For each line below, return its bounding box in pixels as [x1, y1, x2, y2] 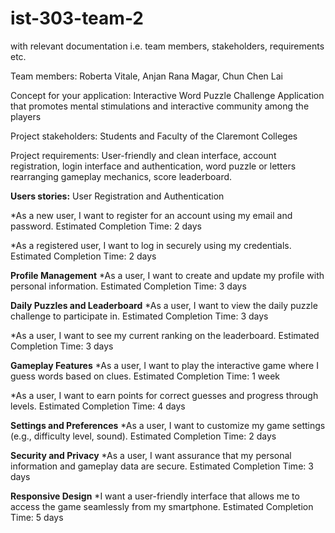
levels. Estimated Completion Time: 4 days [10, 400, 186, 412]
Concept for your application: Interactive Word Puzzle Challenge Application [10, 89, 325, 101]
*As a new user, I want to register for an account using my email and [10, 209, 293, 221]
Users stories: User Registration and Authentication [10, 190, 225, 202]
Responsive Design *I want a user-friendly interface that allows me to [10, 490, 300, 502]
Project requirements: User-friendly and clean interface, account [10, 149, 277, 161]
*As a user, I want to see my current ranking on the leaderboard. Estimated [10, 329, 320, 341]
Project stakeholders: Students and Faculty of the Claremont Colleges [10, 130, 298, 142]
